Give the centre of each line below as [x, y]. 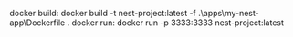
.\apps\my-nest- [229, 13]
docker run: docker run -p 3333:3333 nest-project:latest [178, 23]
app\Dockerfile [37, 23]
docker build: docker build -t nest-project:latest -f [103, 13]
